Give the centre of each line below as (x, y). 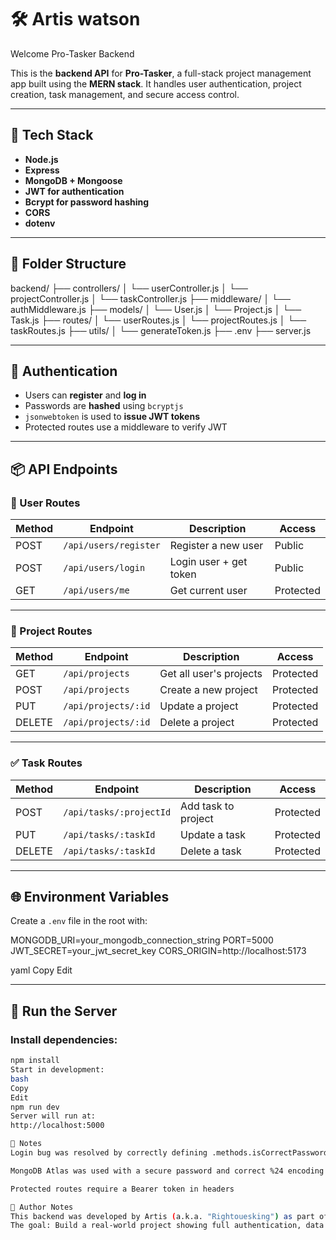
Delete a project (197, 723)
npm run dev (35, 1107)
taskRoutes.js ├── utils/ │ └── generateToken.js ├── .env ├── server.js (161, 330)
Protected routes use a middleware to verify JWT (126, 427)
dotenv (40, 223)
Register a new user (216, 546)
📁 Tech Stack (52, 135)
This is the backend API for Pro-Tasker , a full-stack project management (161, 73)
